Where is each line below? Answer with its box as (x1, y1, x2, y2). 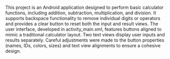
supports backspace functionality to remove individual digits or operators (5, 15, 161, 21)
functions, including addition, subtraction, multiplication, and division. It (5, 10, 157, 16)
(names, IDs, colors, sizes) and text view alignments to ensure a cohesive (5, 43, 161, 48)
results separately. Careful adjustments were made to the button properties (5, 37, 164, 43)
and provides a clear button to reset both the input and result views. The (5, 21, 158, 27)
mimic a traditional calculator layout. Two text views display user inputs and (5, 32, 165, 37)
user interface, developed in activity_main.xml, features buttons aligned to (5, 26, 162, 32)
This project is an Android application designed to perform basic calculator (5, 5, 164, 10)
